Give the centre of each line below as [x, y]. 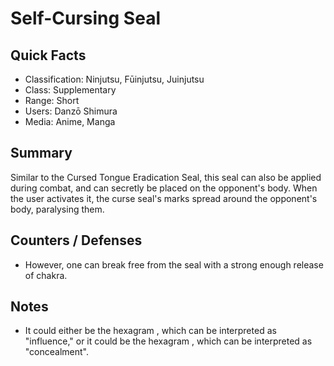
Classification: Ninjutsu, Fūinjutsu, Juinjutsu [114, 79]
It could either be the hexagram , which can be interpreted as [150, 331]
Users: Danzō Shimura [71, 111]
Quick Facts [48, 55]
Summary [41, 153]
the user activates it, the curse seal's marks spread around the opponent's [164, 198]
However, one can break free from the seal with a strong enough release [174, 264]
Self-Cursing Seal [85, 18]
